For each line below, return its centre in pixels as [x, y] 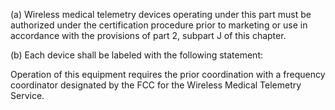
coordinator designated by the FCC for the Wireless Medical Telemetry [156, 85]
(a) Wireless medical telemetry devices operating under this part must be [161, 14]
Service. [27, 95]
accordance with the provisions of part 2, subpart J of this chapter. [148, 35]
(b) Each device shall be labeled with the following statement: [136, 55]
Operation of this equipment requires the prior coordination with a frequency [168, 74]
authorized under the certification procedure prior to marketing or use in [159, 25]
